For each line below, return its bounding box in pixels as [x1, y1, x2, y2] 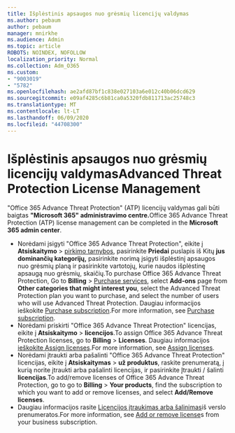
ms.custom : [7, 69, 39, 76]
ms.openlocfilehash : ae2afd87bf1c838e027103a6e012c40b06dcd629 [7, 88, 196, 95]
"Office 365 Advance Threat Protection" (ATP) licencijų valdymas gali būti [7, 204, 220, 212]
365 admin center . [7, 226, 62, 234]
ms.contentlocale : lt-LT [7, 108, 80, 115]
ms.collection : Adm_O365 [7, 62, 80, 69]
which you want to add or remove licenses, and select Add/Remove [17, 388, 213, 397]
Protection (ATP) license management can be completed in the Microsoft [7, 218, 218, 227]
